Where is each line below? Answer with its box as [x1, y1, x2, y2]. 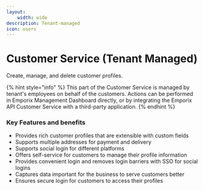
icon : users [6, 25, 36, 32]
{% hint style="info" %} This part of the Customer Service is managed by [6, 84, 190, 91]
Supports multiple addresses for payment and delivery [15, 138, 152, 146]
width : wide [17, 15, 47, 21]
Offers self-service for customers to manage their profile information [15, 151, 187, 158]
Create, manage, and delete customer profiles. [6, 72, 123, 80]
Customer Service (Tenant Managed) [6, 52, 198, 66]
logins [15, 165, 31, 172]
